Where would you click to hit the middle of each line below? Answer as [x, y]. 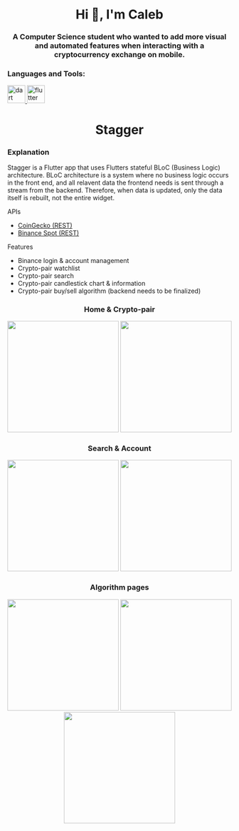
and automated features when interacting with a [119, 46]
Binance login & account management [73, 260]
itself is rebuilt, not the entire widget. [61, 197]
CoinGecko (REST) [45, 225]
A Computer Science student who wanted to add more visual [119, 37]
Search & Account [119, 448]
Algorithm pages [119, 587]
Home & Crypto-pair [119, 309]
